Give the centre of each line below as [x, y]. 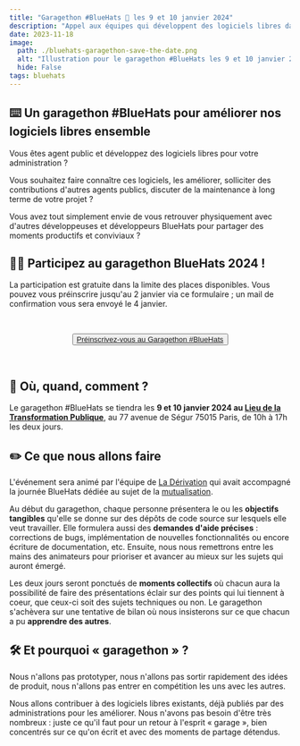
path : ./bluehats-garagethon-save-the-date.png [108, 51]
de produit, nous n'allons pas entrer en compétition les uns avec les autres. [147, 686]
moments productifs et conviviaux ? [75, 235]
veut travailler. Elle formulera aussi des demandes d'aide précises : [134, 528]
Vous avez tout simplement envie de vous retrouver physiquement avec [141, 216]
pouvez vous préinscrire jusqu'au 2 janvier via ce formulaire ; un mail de [142, 294]
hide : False [40, 68]
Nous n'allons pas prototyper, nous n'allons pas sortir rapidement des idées [149, 676]
